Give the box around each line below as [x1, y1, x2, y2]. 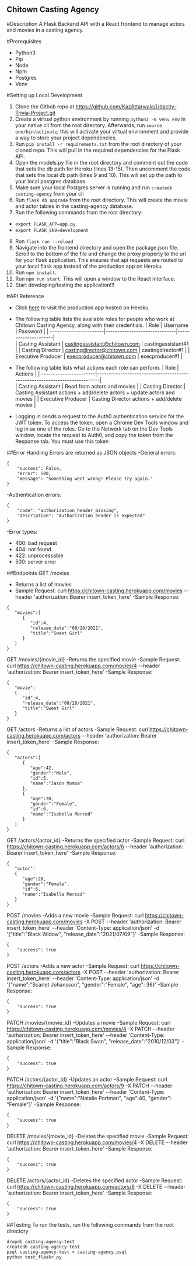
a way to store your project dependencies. [15, 134, 117, 141]
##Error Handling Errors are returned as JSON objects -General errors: [6, 449, 177, 456]
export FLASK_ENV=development [15, 227, 89, 233]
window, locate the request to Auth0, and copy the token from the [15, 431, 173, 438]
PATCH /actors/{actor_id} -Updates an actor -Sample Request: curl [6, 1076, 168, 1083]
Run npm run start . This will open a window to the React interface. [15, 275, 176, 282]
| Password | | [15, 327, 49, 335]
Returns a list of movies [15, 581, 72, 588]
